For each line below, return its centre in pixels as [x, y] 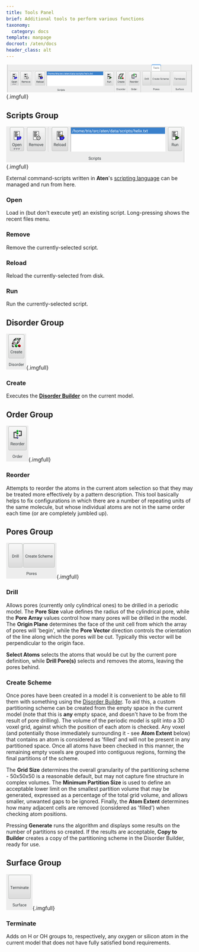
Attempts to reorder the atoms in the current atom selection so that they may [99, 488]
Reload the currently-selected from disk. [55, 276]
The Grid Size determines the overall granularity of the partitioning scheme [98, 770]
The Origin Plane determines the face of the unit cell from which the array [97, 624]
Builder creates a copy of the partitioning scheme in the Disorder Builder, [95, 838]
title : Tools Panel [30, 12]
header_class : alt [29, 50]
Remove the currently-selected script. [52, 247]
